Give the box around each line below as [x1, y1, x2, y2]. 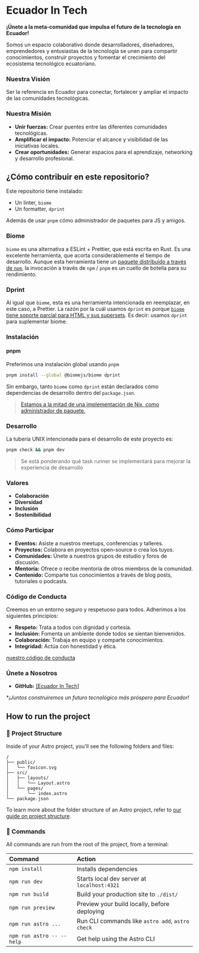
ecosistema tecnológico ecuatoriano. [6, 60, 97, 67]
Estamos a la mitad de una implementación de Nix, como [20, 401, 160, 408]
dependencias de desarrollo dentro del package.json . [6, 389, 136, 396]
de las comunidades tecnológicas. [6, 95, 90, 102]
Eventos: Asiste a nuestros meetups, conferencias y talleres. [14, 539, 164, 547]
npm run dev [9, 878, 43, 885]
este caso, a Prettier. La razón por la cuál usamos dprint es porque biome [6, 305, 185, 312]
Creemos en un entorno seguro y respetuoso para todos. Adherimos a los [6, 606, 186, 613]
